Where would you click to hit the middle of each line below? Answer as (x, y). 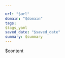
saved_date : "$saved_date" (33, 32)
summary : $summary (24, 37)
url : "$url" (17, 14)
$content (14, 51)
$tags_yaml (16, 28)
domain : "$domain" (24, 18)
